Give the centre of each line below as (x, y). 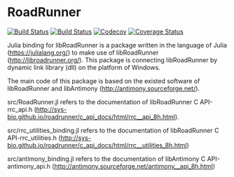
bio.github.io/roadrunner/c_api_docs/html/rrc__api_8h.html (91, 117)
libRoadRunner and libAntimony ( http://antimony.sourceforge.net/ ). (104, 88)
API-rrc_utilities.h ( (34, 138)
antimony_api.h (29, 166)
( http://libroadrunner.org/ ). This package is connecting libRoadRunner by (112, 59)
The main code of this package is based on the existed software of (104, 80)
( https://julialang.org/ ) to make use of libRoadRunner (83, 52)
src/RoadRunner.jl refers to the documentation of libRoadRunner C (103, 101)
